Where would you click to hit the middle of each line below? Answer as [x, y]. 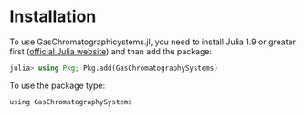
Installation [53, 17]
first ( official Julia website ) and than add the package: [111, 51]
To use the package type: [58, 85]
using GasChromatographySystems [71, 101]
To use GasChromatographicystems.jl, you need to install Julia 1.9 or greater [153, 42]
